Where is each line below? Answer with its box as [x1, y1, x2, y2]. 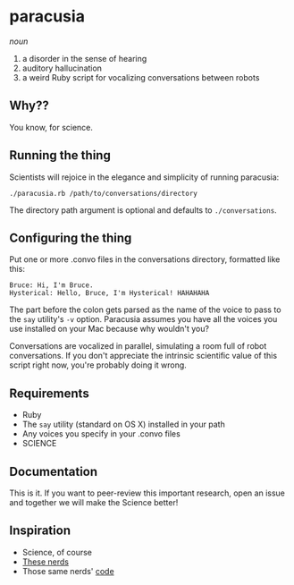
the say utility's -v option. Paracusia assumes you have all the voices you [9, 314, 278, 325]
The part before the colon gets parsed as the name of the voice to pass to [9, 304, 281, 315]
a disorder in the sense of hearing [21, 53, 147, 64]
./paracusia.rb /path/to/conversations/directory [9, 189, 198, 198]
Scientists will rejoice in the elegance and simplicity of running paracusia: [9, 172, 280, 182]
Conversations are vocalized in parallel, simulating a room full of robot [9, 341, 267, 352]
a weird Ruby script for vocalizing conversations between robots [21, 72, 260, 82]
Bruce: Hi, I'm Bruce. [9, 281, 94, 290]
